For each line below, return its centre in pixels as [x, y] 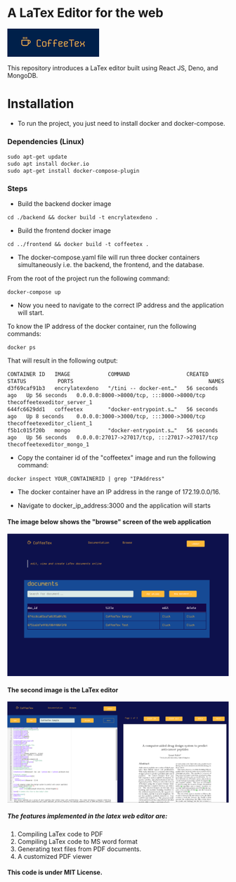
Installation [41, 104]
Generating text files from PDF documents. [79, 849]
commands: [25, 334]
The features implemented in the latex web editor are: [87, 816]
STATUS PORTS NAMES [116, 382]
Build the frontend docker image [64, 231]
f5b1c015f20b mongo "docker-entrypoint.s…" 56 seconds [113, 431]
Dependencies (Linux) [46, 141]
